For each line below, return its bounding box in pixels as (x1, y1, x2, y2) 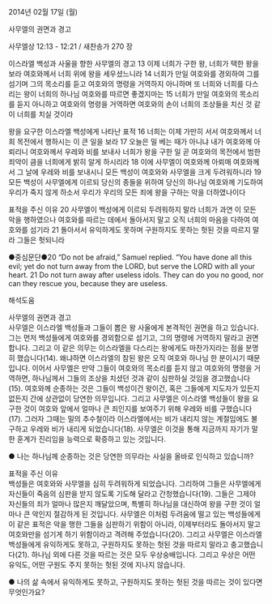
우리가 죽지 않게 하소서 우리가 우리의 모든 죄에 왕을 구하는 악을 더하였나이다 (8, 187, 246, 197)
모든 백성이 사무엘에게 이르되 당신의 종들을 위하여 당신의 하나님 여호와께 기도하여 (8, 178, 264, 186)
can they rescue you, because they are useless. (8, 279, 168, 288)
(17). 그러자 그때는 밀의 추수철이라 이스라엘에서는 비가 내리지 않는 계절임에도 (8, 414, 249, 423)
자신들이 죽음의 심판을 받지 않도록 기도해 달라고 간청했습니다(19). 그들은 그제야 (8, 489, 257, 499)
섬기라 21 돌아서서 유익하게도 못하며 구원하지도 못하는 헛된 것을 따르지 (29, 225, 251, 234)
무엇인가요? (8, 587, 45, 597)
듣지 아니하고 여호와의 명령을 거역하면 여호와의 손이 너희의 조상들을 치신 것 (16, 100, 253, 109)
